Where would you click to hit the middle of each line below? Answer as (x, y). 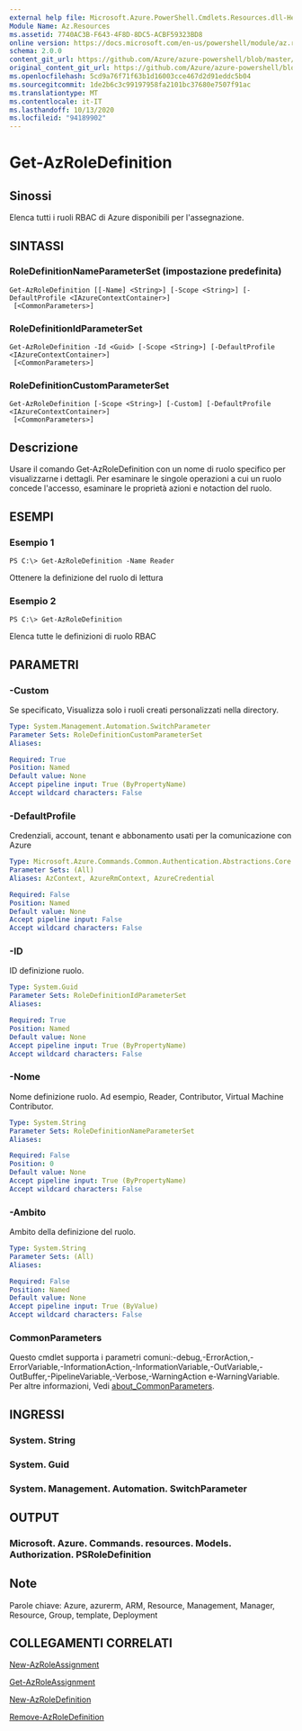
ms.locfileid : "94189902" (58, 118)
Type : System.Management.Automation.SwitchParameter (110, 726)
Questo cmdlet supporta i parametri (75, 1357)
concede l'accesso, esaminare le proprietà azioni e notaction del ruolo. (141, 488)
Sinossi (31, 196)
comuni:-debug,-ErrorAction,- (199, 1357)
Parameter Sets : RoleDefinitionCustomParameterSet (106, 735)
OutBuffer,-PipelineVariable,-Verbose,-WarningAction (108, 1377)
